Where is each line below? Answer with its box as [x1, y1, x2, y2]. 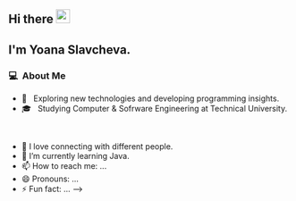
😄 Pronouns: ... [21, 173, 80, 184]
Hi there [8, 12, 55, 27]
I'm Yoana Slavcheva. [8, 42, 131, 57]
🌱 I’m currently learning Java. [21, 151, 131, 162]
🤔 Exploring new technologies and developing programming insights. [21, 93, 280, 104]
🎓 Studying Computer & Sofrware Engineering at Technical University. [21, 104, 288, 114]
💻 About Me [8, 69, 66, 81]
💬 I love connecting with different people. [21, 141, 173, 152]
